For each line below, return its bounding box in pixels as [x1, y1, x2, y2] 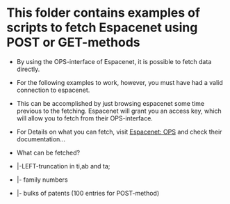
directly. [16, 65, 40, 73]
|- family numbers [16, 175, 68, 184]
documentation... [16, 134, 65, 143]
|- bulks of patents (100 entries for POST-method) [16, 189, 160, 197]
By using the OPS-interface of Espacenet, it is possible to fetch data [16, 57, 212, 65]
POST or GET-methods [6, 35, 140, 50]
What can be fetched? [16, 148, 81, 157]
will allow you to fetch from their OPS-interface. [16, 113, 154, 123]
